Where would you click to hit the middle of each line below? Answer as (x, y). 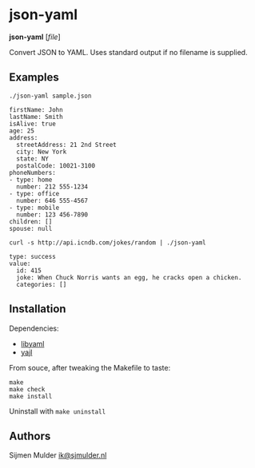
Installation (38, 309)
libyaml (32, 343)
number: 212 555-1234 (52, 186)
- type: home (31, 180)
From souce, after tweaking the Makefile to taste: (90, 367)
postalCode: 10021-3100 (56, 165)
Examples (34, 77)
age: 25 (22, 131)
